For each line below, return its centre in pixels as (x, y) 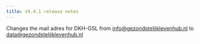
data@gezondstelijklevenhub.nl (45, 34)
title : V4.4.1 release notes (42, 11)
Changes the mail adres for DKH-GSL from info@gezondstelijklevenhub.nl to (100, 28)
